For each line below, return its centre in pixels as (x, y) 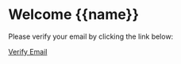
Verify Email (28, 51)
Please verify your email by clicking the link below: (91, 36)
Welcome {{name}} (74, 15)
